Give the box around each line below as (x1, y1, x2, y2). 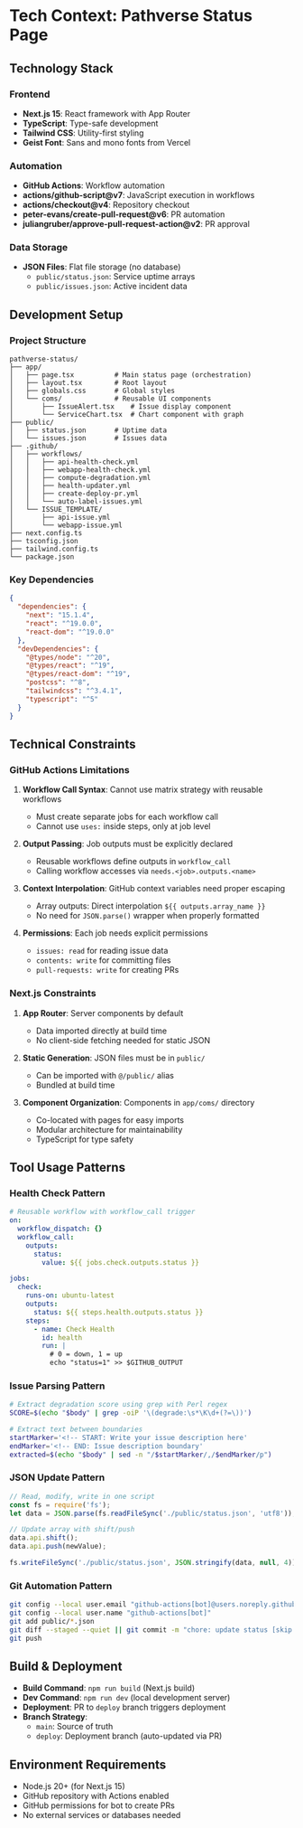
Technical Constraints (9, 736, 136, 751)
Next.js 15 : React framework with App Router (22, 108, 191, 118)
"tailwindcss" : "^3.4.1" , (25, 686, 124, 696)
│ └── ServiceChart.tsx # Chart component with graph (9, 410, 244, 419)
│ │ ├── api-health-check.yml (9, 457, 140, 466)
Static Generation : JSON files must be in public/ (22, 1052, 206, 1063)
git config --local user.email (9, 1600, 127, 1609)
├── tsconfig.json (9, 537, 78, 546)
